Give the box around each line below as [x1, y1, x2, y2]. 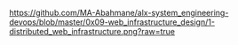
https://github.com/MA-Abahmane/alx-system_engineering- [9, 8, 229, 18]
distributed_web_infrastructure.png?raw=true [9, 26, 176, 36]
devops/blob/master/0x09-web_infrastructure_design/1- [9, 17, 216, 27]
